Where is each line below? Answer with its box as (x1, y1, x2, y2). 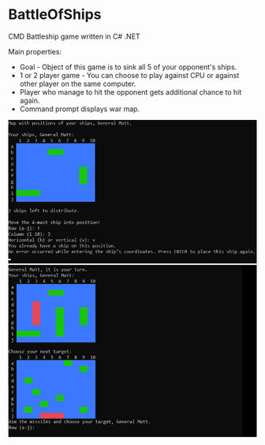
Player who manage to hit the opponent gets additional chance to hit (19, 87, 242, 96)
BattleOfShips (8, 6, 102, 24)
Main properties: (8, 47, 62, 56)
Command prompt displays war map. (19, 104, 140, 114)
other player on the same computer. (19, 79, 136, 88)
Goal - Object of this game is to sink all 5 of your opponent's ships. (19, 62, 237, 72)
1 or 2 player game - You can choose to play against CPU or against (19, 70, 240, 80)
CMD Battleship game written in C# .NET (8, 32, 140, 41)
